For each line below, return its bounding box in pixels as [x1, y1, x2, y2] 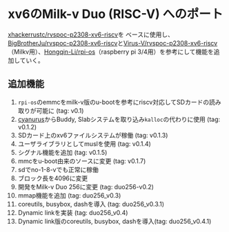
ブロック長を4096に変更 [17, 173, 88, 182]
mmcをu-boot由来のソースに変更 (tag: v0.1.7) [17, 156, 146, 165]
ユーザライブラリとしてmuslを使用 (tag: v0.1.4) [17, 139, 151, 148]
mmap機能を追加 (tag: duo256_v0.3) [17, 191, 121, 200]
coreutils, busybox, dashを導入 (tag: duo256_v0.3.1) [17, 200, 165, 208]
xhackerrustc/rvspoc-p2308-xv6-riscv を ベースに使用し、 [8, 30, 175, 39]
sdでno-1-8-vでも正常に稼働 [17, 165, 99, 173]
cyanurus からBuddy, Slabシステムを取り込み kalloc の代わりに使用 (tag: [17, 115, 221, 123]
